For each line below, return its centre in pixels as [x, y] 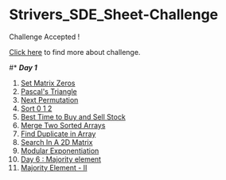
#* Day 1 [23, 67]
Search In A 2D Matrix [56, 142]
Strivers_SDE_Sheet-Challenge [114, 15]
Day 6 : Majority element [61, 159]
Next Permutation [49, 100]
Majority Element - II [54, 167]
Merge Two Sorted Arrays [63, 125]
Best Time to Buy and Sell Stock [73, 116]
